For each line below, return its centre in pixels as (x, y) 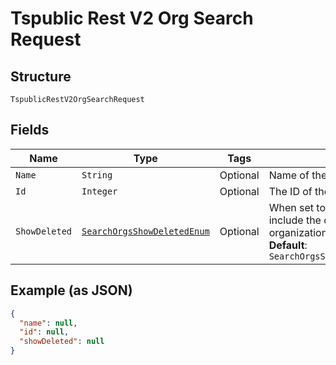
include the (295, 220)
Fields (30, 130)
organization (298, 232)
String (97, 175)
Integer (99, 191)
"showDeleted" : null (62, 342)
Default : (288, 245)
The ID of (290, 191)
